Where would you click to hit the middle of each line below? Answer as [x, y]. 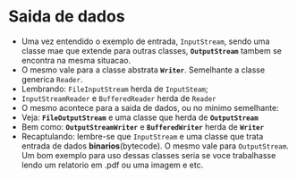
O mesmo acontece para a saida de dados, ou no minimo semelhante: [150, 107]
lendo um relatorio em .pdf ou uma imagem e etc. [112, 165]
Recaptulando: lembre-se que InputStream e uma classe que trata [142, 136]
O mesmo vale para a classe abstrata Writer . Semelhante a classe [143, 70]
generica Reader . [52, 79]
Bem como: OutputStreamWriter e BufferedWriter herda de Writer [143, 126]
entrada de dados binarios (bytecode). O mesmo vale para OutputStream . [155, 146]
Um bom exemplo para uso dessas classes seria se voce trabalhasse [148, 155]
